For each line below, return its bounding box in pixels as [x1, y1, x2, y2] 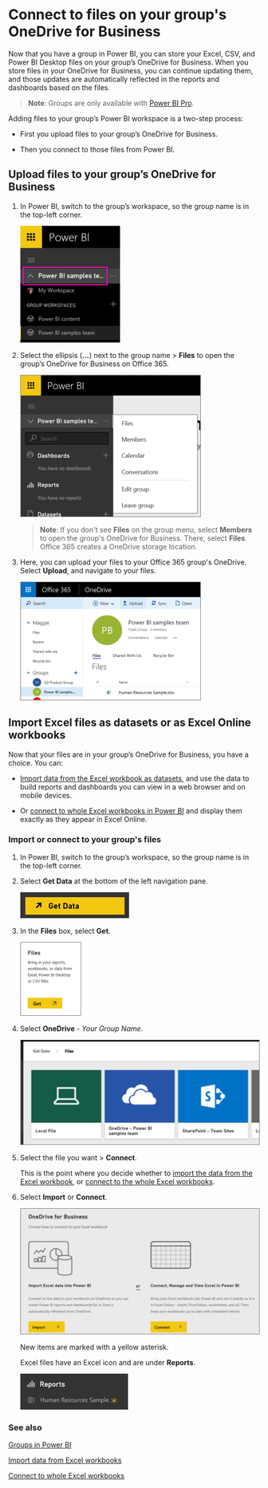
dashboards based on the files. [8, 82, 110, 93]
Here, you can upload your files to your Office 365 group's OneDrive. [19, 557, 247, 567]
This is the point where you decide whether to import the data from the [19, 1168, 253, 1178]
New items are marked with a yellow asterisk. [19, 1342, 169, 1352]
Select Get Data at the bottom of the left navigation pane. [19, 876, 209, 886]
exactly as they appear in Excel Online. [19, 814, 148, 824]
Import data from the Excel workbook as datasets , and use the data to [19, 774, 250, 783]
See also [8, 1422, 42, 1433]
